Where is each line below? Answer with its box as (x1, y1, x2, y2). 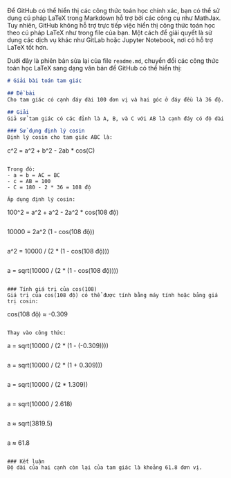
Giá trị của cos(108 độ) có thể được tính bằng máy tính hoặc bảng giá (7, 292, 218, 299)
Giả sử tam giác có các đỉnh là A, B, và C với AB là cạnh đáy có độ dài (7, 115, 225, 122)
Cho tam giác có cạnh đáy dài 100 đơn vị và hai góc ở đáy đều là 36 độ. (7, 96, 225, 103)
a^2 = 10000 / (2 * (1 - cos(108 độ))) (7, 247, 109, 256)
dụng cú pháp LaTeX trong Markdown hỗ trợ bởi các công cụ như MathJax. (7, 14, 221, 22)
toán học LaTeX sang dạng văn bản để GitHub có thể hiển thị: (7, 64, 182, 72)
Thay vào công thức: (7, 329, 67, 336)
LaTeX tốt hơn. (7, 44, 48, 51)
